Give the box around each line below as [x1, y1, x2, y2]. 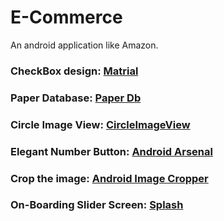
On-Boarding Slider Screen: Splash [10, 198, 184, 212]
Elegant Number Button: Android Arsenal [10, 144, 213, 158]
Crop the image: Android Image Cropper [10, 171, 209, 185]
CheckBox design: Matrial [10, 64, 139, 78]
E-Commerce [10, 6, 123, 29]
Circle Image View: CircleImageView [10, 117, 191, 131]
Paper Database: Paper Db [10, 91, 142, 105]
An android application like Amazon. [10, 39, 159, 51]
